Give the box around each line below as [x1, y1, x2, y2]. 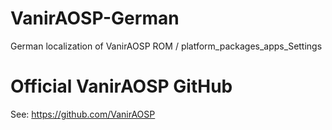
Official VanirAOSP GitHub [10, 75, 233, 98]
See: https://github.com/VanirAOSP [10, 108, 156, 120]
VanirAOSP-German [10, 7, 180, 30]
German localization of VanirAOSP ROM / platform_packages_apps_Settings [10, 40, 323, 52]
